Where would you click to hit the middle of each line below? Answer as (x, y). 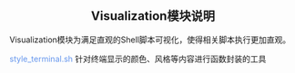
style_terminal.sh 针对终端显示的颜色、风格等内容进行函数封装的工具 (138, 59)
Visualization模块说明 (153, 16)
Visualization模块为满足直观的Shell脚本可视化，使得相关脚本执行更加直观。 (150, 40)
